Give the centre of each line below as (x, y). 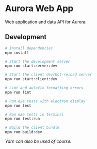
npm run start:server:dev (31, 66)
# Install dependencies (29, 48)
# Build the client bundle (32, 128)
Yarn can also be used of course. (38, 141)
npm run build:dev (24, 132)
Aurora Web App (39, 8)
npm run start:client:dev (31, 79)
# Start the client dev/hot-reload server (48, 75)
